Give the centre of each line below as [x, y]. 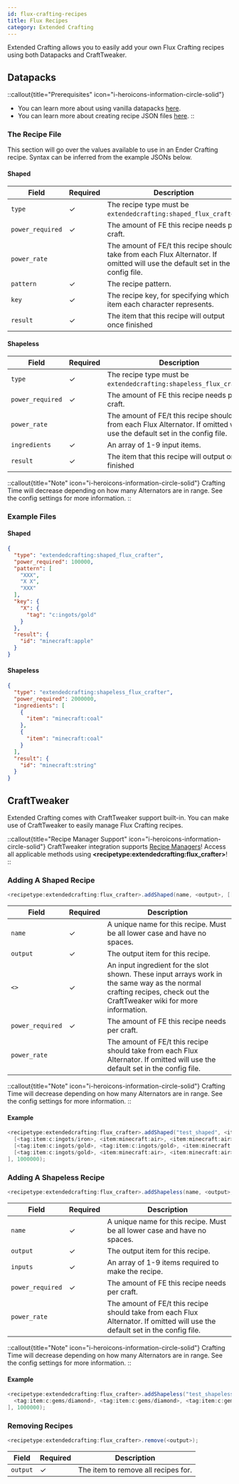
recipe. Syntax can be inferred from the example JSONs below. [100, 157]
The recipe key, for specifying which [168, 295]
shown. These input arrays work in [165, 974]
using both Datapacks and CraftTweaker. [67, 55]
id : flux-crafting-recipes [47, 14]
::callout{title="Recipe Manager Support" [67, 839]
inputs [22, 1267]
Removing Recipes [40, 1426]
